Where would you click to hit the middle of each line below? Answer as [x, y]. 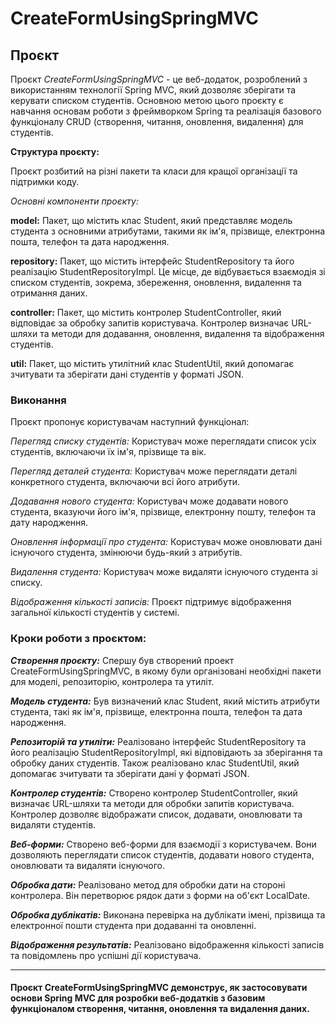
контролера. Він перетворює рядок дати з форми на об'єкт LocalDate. [160, 895]
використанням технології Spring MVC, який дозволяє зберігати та [153, 90]
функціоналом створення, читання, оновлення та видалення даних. [160, 1009]
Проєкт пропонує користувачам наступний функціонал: [130, 422]
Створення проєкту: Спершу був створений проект [122, 660]
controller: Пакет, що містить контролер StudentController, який [146, 312]
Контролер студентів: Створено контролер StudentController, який [154, 793]
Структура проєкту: [55, 151]
